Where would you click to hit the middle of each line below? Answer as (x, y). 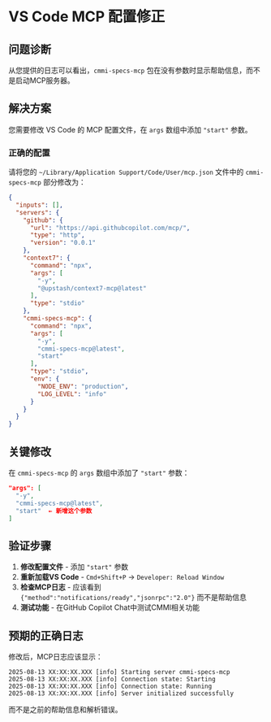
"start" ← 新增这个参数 (54, 511)
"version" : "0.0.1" (62, 243)
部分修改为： (65, 182)
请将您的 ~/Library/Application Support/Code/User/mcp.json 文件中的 (126, 172)
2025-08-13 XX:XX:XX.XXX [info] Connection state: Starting (112, 680)
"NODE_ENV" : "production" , (83, 386)
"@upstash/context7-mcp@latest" (92, 288)
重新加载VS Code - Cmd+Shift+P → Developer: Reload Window (122, 577)
